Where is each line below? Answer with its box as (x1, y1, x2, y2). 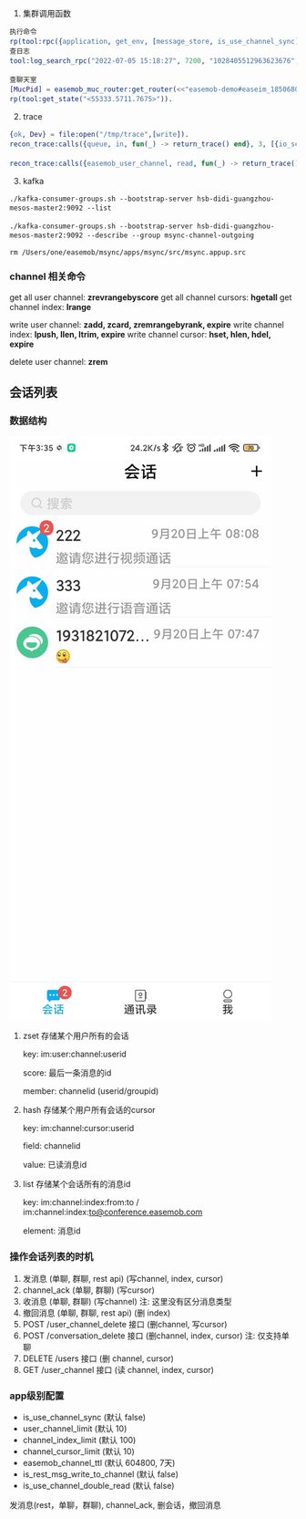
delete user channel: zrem (9, 356, 108, 367)
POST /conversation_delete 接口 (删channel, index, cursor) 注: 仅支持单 (22, 1330, 290, 1341)
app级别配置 (9, 1389, 65, 1402)
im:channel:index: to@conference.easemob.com (22, 1207, 203, 1218)
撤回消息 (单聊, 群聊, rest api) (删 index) (22, 1307, 171, 1318)
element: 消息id (22, 1225, 81, 1236)
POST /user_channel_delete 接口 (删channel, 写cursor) (22, 1318, 228, 1329)
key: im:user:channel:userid (22, 1048, 127, 1060)
